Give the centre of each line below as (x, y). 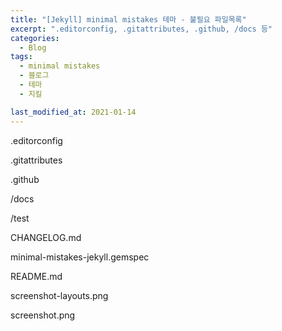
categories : (35, 38)
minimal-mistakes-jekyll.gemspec (80, 257)
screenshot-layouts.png (59, 295)
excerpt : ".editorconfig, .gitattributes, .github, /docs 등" (141, 29)
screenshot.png (43, 315)
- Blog (33, 47)
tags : (21, 57)
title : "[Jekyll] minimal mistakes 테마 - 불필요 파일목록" (128, 19)
